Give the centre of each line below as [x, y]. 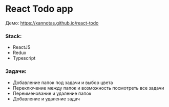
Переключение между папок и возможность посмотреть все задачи [88, 88]
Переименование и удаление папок [52, 93]
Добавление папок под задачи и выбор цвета [63, 83]
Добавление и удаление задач [46, 99]
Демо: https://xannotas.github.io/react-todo [52, 23]
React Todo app [39, 9]
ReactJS [22, 47]
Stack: [14, 36]
